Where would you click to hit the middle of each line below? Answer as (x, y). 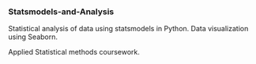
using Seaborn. (33, 37)
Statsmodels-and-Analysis (61, 12)
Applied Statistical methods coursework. (74, 52)
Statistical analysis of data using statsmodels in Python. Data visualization (128, 29)
